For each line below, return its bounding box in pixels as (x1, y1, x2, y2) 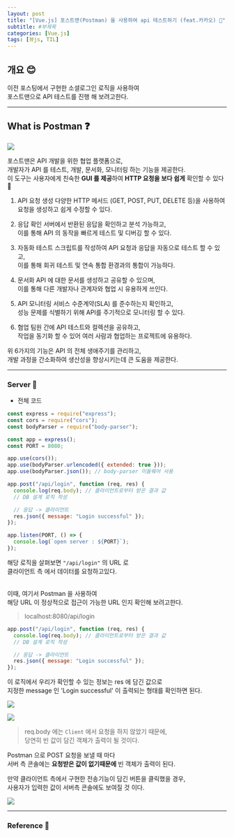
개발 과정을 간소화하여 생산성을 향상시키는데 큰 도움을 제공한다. (7, 355, 179, 363)
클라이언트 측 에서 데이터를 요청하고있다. (7, 567, 117, 575)
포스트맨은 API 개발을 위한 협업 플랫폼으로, (7, 157, 123, 165)
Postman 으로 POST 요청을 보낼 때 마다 (7, 751, 116, 759)
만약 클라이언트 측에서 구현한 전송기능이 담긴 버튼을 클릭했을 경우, (7, 775, 186, 783)
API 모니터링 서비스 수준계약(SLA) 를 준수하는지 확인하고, (17, 299, 174, 307)
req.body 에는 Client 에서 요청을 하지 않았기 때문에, (24, 727, 167, 736)
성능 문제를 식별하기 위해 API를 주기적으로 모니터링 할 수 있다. (17, 308, 185, 316)
